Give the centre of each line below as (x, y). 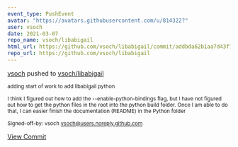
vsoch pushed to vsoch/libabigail (56, 73)
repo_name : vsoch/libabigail (50, 40)
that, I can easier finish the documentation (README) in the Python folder (97, 111)
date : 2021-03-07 (33, 34)
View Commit (27, 136)
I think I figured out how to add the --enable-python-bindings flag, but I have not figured (114, 99)
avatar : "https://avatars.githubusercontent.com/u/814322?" (98, 20)
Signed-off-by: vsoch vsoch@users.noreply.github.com (75, 123)
